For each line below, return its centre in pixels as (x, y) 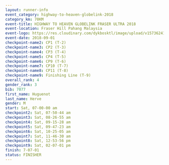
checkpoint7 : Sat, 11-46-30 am (38, 136)
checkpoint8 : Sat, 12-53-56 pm (38, 141)
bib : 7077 (16, 89)
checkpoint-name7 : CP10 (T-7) (37, 66)
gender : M (16, 104)
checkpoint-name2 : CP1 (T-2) (36, 43)
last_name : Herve (23, 99)
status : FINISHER (23, 155)
